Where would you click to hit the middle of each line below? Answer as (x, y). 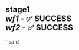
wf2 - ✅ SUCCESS (39, 28)
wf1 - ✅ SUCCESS (39, 19)
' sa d (12, 42)
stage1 (18, 10)
